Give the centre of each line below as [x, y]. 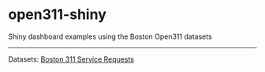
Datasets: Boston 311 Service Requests [71, 59]
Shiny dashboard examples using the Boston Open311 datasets [110, 36]
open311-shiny [57, 15]
